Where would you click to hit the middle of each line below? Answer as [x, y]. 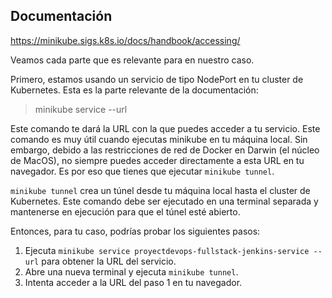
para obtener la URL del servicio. [109, 261]
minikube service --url [81, 109]
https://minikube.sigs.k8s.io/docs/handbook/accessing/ [125, 40]
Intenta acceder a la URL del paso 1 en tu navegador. [133, 282]
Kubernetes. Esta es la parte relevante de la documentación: [134, 90]
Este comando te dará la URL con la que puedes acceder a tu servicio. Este [165, 128]
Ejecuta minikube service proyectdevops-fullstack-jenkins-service [167, 250]
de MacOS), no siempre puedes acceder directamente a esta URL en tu [157, 160]
